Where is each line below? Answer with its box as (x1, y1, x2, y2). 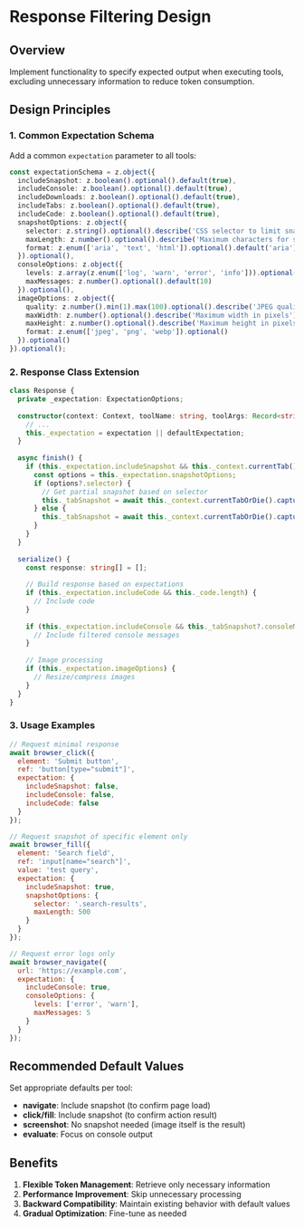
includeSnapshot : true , (25, 882, 116, 891)
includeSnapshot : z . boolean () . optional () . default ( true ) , (17, 176, 237, 185)
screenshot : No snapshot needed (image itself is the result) (22, 1119, 246, 1130)
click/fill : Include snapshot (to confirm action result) (22, 1109, 217, 1120)
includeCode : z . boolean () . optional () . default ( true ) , (17, 210, 221, 219)
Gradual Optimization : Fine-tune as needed (22, 1208, 187, 1219)
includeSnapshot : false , (25, 782, 119, 791)
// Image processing (25, 656, 103, 665)
